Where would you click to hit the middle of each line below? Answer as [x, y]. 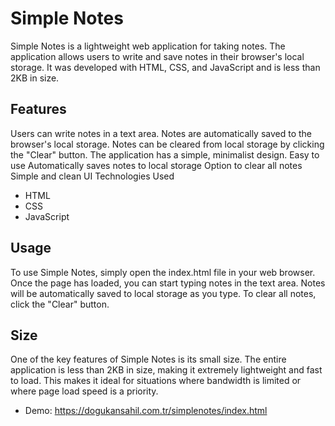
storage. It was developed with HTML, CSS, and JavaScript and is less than [165, 67]
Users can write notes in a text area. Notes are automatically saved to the [161, 133]
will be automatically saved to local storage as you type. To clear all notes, [163, 293]
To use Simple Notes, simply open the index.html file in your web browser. [163, 272]
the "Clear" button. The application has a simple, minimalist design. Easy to [165, 154]
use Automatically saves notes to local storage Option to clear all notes [156, 165]
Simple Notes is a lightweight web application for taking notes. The [148, 46]
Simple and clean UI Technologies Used [92, 176]
